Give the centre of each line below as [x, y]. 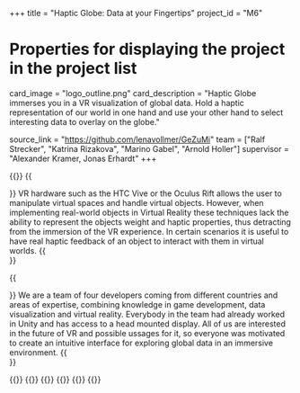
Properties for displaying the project [147, 49]
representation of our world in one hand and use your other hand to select [146, 112]
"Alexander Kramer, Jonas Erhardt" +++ [83, 158]
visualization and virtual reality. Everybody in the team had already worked [147, 314]
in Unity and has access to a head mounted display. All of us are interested [147, 324]
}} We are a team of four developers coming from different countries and [144, 295]
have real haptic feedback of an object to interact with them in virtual [137, 241]
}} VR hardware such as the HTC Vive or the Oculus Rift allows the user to [146, 193]
